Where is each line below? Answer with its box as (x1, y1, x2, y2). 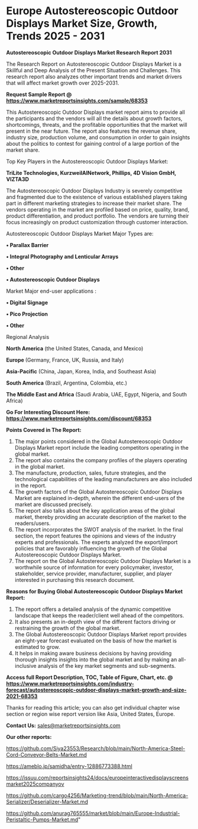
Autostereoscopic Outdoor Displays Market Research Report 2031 (6, 49, 173, 56)
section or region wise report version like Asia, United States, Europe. (6, 710, 176, 718)
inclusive (14, 662, 37, 669)
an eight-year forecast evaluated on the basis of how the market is (14, 637, 177, 644)
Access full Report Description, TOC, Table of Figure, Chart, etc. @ (6, 674, 173, 681)
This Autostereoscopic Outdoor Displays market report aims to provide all (6, 108, 185, 116)
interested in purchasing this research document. (14, 576, 135, 583)
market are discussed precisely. (14, 501, 93, 508)
